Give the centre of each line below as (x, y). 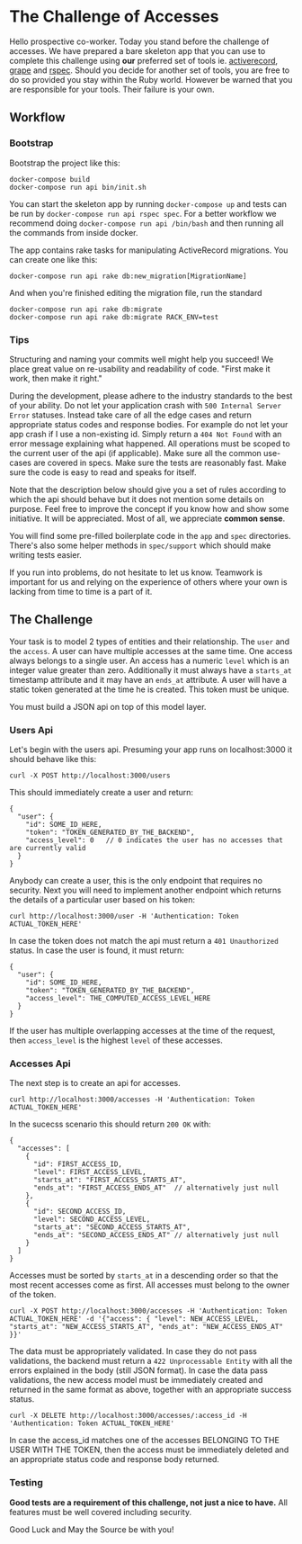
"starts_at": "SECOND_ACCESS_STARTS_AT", (112, 1227)
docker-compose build (50, 179)
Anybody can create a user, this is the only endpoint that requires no (136, 881)
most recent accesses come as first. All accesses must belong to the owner (150, 1285)
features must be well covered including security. (100, 1512)
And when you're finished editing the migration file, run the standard (136, 292)
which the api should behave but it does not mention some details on (137, 499)
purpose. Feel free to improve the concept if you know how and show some (149, 508)
